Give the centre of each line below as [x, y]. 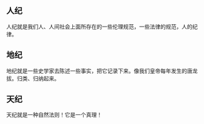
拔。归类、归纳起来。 [33, 78]
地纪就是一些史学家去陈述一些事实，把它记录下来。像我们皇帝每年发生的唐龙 [102, 71]
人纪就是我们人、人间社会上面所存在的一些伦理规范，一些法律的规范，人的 [99, 27]
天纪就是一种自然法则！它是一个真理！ [54, 115]
